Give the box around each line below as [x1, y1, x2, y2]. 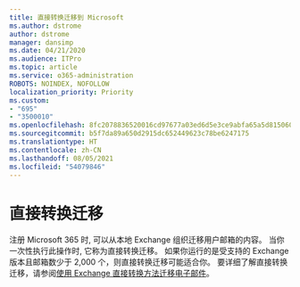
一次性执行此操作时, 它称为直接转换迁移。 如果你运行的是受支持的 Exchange [9, 246, 289, 257]
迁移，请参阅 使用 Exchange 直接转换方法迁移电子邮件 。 [9, 268, 214, 279]
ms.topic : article [9, 63, 78, 72]
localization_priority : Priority [9, 87, 134, 96]
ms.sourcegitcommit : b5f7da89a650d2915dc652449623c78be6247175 [9, 129, 250, 138]
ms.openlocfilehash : [9, 121, 87, 130]
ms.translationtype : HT [9, 137, 98, 146]
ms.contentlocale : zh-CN [9, 145, 102, 154]
